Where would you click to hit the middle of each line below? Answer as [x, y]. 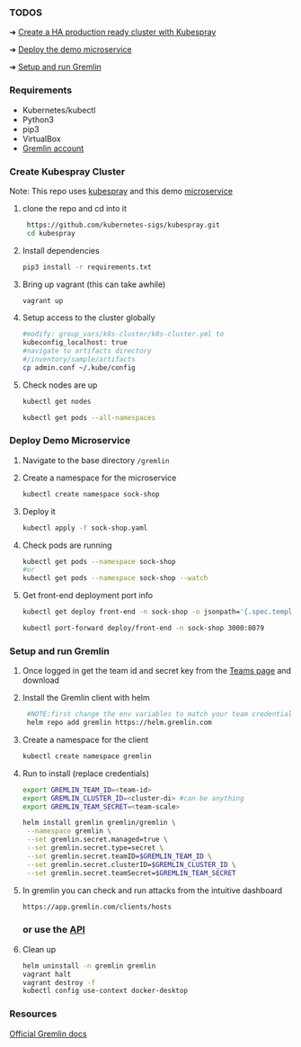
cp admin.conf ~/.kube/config [79, 367]
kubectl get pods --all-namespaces [89, 417]
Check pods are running [67, 545]
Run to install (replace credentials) [86, 773]
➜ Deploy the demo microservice [71, 49]
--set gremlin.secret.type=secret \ [95, 848]
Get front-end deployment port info [88, 595]
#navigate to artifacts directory [87, 351]
